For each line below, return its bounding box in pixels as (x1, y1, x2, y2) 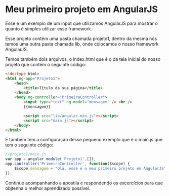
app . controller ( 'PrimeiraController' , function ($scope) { (5, 161, 130, 167)
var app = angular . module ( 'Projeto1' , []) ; (5, 156, 96, 162)
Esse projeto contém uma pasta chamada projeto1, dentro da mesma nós (5, 35, 157, 42)
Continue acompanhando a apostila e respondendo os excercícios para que (5, 180, 163, 186)
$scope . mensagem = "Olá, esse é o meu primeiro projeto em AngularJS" (14, 166, 166, 171)
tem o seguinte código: (5, 142, 54, 148)
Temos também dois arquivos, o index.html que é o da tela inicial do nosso (5, 56, 161, 62)
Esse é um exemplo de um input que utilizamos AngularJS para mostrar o (5, 20, 158, 26)
